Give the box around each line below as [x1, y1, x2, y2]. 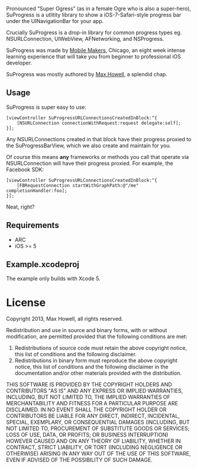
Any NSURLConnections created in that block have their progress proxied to [6, 135, 192, 142]
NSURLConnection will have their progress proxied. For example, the [6, 160, 173, 167]
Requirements [6, 220, 59, 230]
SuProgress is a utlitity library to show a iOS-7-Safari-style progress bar [6, 11, 182, 18]
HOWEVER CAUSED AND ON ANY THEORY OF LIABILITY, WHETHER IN [6, 437, 182, 445]
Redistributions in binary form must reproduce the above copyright [14, 357, 177, 364]
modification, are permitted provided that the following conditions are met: [6, 333, 188, 340]
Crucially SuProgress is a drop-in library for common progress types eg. [6, 29, 182, 36]
